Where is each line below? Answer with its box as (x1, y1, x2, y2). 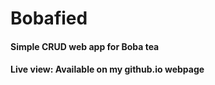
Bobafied (10, 7, 88, 30)
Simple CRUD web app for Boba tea (10, 40, 160, 52)
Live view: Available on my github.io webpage (10, 63, 205, 76)
